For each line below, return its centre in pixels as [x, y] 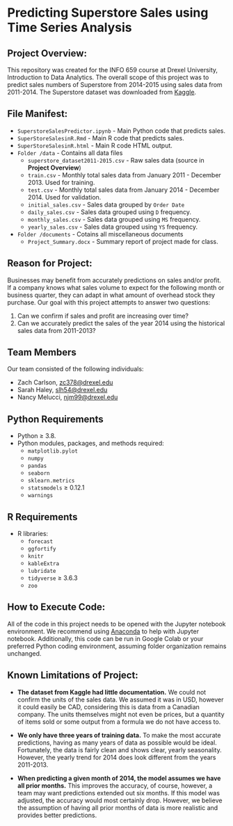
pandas [37, 466]
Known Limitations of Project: [73, 675]
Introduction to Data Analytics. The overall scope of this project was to [108, 77]
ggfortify [42, 549]
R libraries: [33, 534]
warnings [40, 496]
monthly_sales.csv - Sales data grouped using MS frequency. [114, 219]
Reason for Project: [50, 263]
